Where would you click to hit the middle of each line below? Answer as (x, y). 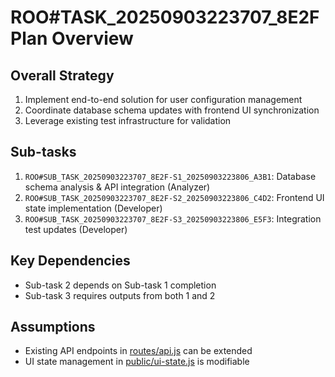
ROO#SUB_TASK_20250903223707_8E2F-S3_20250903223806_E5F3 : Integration (173, 218)
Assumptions (53, 327)
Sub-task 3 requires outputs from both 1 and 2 (120, 295)
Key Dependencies (70, 261)
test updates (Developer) (76, 229)
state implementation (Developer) (93, 208)
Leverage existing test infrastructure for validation (128, 120)
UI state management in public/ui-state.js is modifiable (137, 362)
